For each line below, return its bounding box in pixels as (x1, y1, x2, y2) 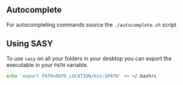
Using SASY (6, 39, 54, 49)
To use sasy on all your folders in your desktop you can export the (6, 55, 172, 62)
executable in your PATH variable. (6, 61, 88, 69)
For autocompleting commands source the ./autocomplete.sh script (6, 21, 177, 28)
